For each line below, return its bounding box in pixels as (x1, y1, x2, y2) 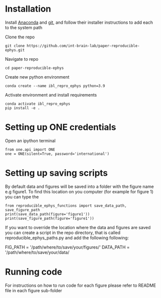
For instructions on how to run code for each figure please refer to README (5, 282, 156, 288)
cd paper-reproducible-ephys (5, 66, 64, 70)
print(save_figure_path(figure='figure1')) (5, 216, 95, 221)
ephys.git (5, 48, 25, 52)
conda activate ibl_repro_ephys (5, 101, 70, 106)
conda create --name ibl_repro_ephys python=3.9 (5, 83, 105, 88)
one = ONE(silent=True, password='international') (5, 151, 110, 156)
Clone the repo (5, 34, 35, 40)
